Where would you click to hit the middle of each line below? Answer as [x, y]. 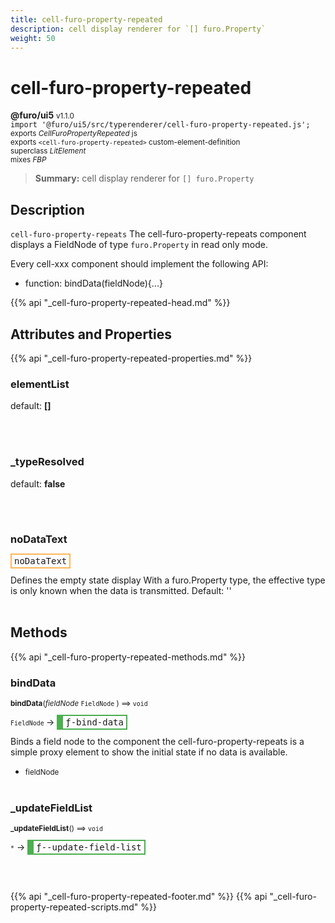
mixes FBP [28, 160]
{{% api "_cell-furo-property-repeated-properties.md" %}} [131, 358]
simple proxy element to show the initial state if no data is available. [149, 752]
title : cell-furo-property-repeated [86, 19]
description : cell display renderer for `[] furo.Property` [138, 29]
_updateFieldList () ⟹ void [56, 829]
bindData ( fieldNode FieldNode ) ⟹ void [79, 703]
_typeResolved [47, 462]
